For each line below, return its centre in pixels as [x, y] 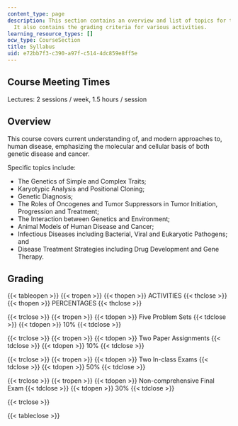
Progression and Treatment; [58, 211]
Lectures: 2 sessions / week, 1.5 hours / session [77, 99]
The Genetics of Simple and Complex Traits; [82, 181]
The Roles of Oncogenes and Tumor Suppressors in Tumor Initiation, [118, 203]
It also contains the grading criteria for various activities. [110, 27]
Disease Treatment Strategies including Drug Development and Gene [118, 249]
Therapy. [30, 257]
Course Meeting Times [59, 82]
